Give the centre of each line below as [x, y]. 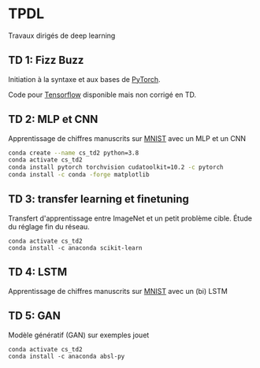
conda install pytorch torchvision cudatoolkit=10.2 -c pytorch [116, 167]
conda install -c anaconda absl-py [67, 356]
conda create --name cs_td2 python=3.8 [74, 153]
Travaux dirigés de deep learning [62, 35]
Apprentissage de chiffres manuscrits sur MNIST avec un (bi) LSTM [118, 291]
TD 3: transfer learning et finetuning [98, 199]
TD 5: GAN [34, 316]
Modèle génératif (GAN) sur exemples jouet [79, 335]
